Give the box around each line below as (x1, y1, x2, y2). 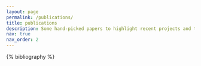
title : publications (6, 20, 58, 26)
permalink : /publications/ (6, 14, 74, 20)
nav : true (6, 31, 31, 37)
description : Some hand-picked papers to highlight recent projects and (6, 25, 191, 32)
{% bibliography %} (6, 53, 55, 60)
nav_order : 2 (6, 37, 39, 43)
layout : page (6, 8, 39, 15)
